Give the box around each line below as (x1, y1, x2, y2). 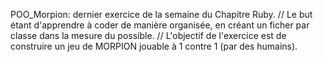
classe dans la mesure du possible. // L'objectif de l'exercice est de (10, 30, 287, 41)
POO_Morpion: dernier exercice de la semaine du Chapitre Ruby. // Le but (10, 9, 313, 20)
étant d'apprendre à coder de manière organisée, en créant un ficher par (10, 19, 310, 31)
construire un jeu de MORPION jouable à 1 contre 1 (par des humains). (10, 40, 298, 52)
